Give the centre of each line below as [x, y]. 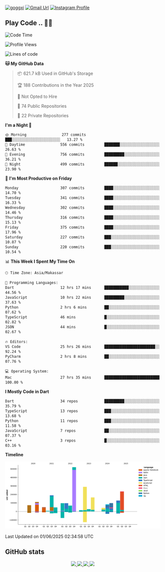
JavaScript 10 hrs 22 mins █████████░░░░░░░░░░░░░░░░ [82, 297]
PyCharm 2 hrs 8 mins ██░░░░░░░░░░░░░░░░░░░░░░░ [82, 356]
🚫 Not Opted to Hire [37, 96]
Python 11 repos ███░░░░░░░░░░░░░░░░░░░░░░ [82, 421]
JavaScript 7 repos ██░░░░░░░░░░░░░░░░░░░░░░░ [82, 431]
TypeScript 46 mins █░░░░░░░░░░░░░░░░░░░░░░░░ [82, 317]
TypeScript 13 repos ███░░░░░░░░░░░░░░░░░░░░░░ [82, 411]
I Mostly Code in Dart [27, 391]
